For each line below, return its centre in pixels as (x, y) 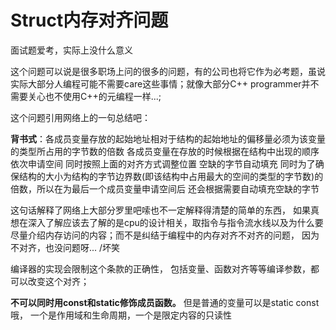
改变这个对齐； (58, 281)
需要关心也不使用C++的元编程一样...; (86, 96)
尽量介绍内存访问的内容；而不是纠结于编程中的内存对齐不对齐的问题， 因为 (165, 235)
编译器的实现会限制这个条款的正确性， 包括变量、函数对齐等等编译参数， (160, 268)
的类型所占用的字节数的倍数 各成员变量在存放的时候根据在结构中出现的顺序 (165, 151)
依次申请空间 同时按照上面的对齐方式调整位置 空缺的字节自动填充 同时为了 (163, 163)
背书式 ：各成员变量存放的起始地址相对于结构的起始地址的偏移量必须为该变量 (168, 138)
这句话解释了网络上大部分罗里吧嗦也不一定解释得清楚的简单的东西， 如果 (160, 210)
